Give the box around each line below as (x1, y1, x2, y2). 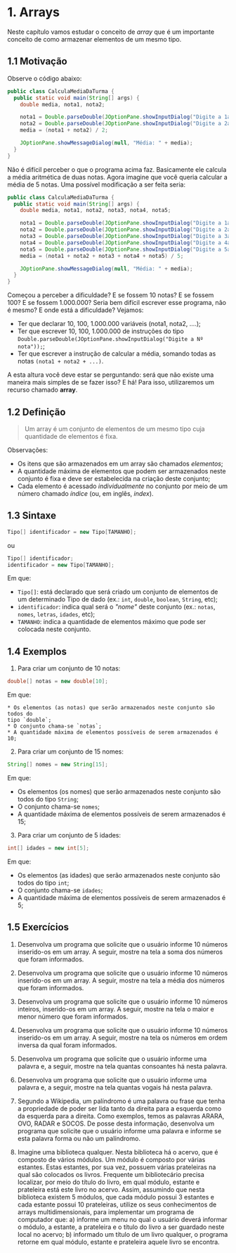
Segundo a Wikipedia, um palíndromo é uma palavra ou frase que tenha (17, 1097, 225, 1105)
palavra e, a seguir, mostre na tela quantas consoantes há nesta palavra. (17, 1061, 228, 1071)
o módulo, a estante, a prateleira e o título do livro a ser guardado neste (17, 1223, 225, 1231)
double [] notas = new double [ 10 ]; (7, 678, 109, 685)
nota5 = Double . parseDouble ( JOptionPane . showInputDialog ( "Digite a (20, 246, 221, 253)
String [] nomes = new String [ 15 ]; (7, 761, 109, 768)
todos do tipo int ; (17, 878, 70, 887)
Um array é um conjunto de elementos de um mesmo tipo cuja (24, 424, 205, 433)
